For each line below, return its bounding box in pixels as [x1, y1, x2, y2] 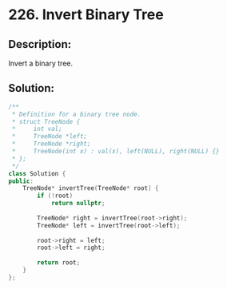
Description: [8, 38, 72, 51]
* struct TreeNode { [11, 117, 81, 125]
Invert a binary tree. [8, 58, 74, 68]
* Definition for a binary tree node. [11, 110, 141, 118]
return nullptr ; [50, 200, 106, 208]
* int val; [11, 125, 62, 133]
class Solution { [8, 169, 66, 177]
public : [8, 177, 34, 185]
